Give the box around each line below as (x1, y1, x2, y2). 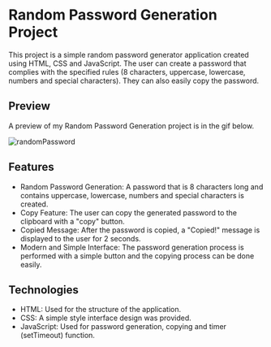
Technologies (8, 283, 80, 297)
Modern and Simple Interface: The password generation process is (19, 242, 245, 252)
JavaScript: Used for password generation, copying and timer (19, 322, 227, 332)
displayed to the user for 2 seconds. (19, 233, 141, 243)
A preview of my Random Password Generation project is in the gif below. (8, 120, 254, 131)
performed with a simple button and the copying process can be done (19, 250, 255, 261)
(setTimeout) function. (19, 331, 96, 340)
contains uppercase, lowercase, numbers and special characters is (19, 190, 245, 200)
